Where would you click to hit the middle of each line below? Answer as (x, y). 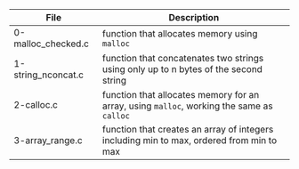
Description (194, 17)
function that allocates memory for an (181, 95)
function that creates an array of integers (188, 129)
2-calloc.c (36, 105)
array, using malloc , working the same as (187, 106)
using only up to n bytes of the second (182, 69)
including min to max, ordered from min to (190, 140)
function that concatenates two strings (183, 58)
